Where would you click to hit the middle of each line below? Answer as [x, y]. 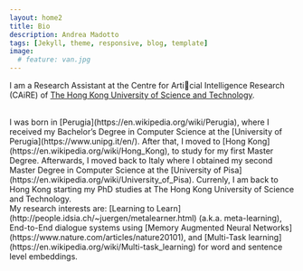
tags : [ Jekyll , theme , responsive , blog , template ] [109, 43]
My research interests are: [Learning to [82, 208]
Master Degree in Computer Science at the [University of [115, 170]
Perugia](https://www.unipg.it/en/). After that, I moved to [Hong [128, 141]
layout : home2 [36, 18]
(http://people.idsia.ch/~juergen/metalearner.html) [103, 218]
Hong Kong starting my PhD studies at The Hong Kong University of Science [152, 189]
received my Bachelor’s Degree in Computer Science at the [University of [146, 131]
